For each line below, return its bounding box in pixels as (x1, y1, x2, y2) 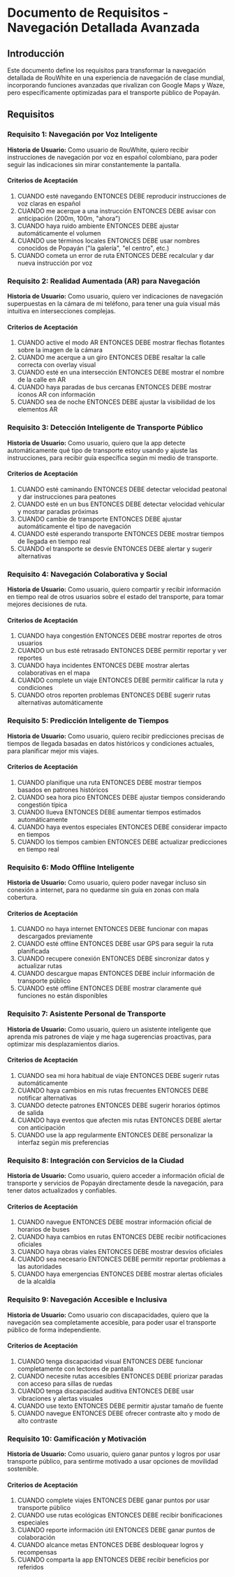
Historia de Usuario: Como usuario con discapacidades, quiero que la (7, 1311, 210, 1319)
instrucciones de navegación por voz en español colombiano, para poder (7, 152, 218, 161)
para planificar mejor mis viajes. (7, 747, 99, 755)
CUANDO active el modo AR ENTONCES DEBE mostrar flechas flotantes (17, 338, 225, 347)
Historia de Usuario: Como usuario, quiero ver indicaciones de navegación (7, 292, 224, 301)
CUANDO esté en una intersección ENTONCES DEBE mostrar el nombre (17, 368, 225, 377)
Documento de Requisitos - (7, 5, 169, 21)
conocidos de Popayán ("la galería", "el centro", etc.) (17, 243, 170, 252)
